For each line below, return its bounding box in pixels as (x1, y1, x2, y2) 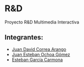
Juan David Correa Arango (11, 46, 66, 52)
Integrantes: (4, 33, 43, 42)
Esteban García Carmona (11, 57, 63, 63)
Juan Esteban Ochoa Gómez (11, 51, 70, 57)
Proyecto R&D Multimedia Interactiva (4, 19, 80, 25)
